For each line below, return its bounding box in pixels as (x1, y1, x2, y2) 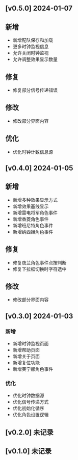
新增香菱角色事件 (12, 216, 49, 222)
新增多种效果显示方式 (12, 197, 58, 203)
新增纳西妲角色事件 (12, 229, 54, 235)
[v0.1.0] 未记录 (5, 447, 52, 455)
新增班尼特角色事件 (12, 222, 54, 228)
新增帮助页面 (12, 347, 40, 353)
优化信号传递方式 (12, 399, 49, 405)
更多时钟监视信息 (12, 43, 49, 50)
